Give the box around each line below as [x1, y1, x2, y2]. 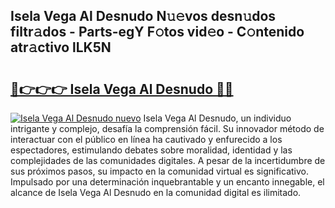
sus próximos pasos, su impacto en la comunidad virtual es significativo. [10, 165, 309, 177]
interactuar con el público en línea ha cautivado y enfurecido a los [10, 134, 283, 145]
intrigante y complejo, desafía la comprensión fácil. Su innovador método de [10, 123, 325, 134]
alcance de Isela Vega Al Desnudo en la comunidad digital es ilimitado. [10, 187, 302, 198]
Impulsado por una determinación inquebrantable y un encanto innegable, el [10, 176, 325, 188]
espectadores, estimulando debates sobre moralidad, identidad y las [10, 144, 293, 156]
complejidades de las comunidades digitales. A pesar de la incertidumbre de [10, 155, 326, 166]
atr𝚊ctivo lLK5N [10, 39, 112, 56]
